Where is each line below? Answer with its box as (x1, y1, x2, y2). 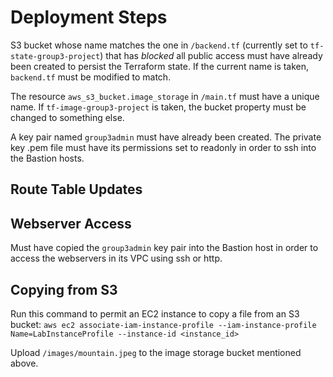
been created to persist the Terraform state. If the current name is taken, (10, 60, 310, 72)
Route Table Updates (10, 181, 143, 198)
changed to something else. (10, 111, 125, 123)
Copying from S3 (10, 281, 118, 298)
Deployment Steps (10, 6, 168, 29)
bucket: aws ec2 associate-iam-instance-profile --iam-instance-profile (10, 318, 317, 330)
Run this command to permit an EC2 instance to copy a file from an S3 (10, 307, 300, 320)
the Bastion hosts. (10, 152, 85, 164)
